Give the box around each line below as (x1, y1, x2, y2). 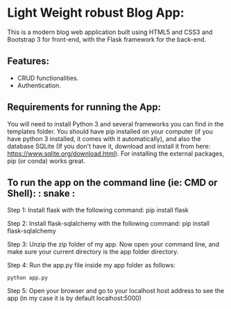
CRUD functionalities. (17, 74, 79, 82)
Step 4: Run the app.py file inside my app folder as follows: (7, 261, 176, 269)
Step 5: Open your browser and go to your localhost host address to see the (7, 287, 224, 295)
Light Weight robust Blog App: (7, 5, 185, 21)
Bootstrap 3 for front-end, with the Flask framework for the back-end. (7, 35, 207, 43)
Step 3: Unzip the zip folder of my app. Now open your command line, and (7, 240, 220, 249)
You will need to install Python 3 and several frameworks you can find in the (7, 119, 224, 128)
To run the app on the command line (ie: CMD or (7, 176, 218, 188)
